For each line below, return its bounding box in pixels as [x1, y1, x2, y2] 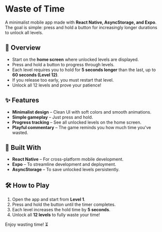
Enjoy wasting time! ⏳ [5, 221, 49, 228]
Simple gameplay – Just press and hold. [12, 114, 93, 120]
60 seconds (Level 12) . [12, 72, 59, 78]
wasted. [12, 130, 28, 135]
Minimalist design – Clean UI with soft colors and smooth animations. [12, 109, 152, 115]
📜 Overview [5, 43, 41, 52]
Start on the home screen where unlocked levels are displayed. [12, 57, 139, 62]
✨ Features [5, 96, 39, 104]
